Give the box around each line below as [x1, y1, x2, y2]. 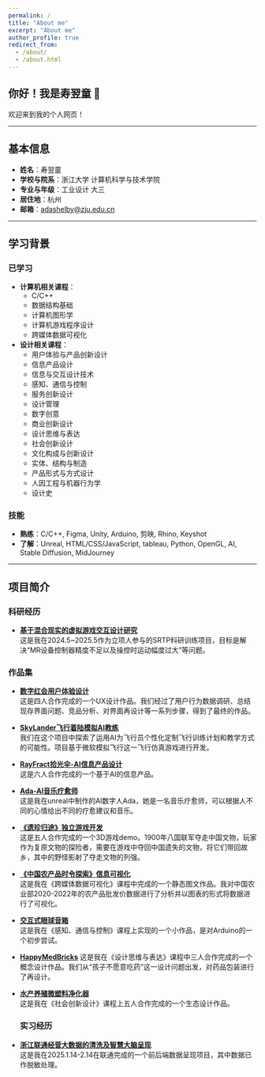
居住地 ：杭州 [19, 195, 62, 204]
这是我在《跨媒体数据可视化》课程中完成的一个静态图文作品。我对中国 [19, 879, 248, 889]
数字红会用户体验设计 [19, 686, 89, 696]
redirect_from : [8, 41, 58, 49]
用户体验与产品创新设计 [31, 350, 108, 360]
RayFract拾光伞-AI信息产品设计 [19, 760, 123, 769]
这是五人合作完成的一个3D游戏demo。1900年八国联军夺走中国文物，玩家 [19, 833, 257, 842]
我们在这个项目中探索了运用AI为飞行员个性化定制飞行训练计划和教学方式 [19, 733, 255, 743]
